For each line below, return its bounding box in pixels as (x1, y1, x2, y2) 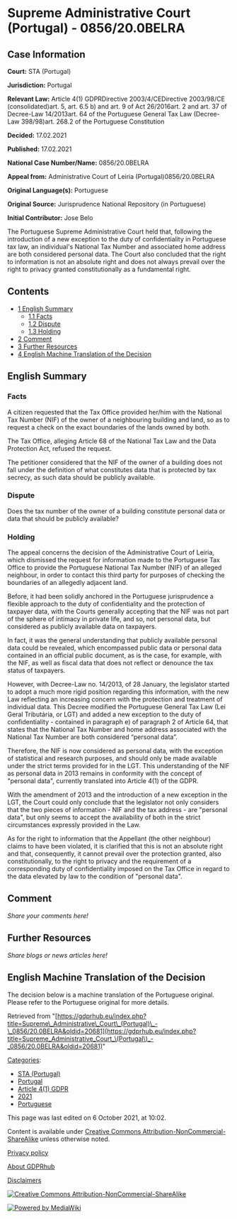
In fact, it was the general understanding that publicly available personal (7, 636, 218, 645)
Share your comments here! (7, 911, 88, 920)
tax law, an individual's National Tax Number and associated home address (7, 243, 226, 251)
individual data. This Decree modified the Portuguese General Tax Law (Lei (7, 703, 226, 711)
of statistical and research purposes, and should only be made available (7, 754, 217, 762)
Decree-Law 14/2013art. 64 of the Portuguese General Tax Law (7, 110, 192, 118)
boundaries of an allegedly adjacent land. (7, 579, 128, 587)
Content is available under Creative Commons (7, 1127, 141, 1135)
